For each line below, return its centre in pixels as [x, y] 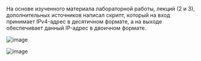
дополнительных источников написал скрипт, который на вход [88, 15]
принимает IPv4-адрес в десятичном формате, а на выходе [84, 21]
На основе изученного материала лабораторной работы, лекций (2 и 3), [100, 9]
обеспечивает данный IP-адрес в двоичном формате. [76, 28]
